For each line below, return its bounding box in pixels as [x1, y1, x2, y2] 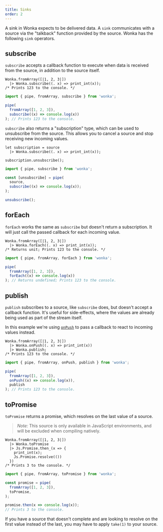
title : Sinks [5, 7, 32, 12]
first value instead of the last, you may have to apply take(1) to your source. [5, 521, 158, 527]
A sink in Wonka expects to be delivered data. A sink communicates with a [5, 25, 155, 31]
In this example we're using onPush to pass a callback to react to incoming [5, 324, 153, 330]
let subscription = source [5, 145, 60, 150]
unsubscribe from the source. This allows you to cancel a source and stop [5, 130, 154, 136]
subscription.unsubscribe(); [5, 158, 64, 163]
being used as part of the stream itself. [5, 315, 83, 321]
